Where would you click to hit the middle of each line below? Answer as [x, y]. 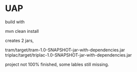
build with [15, 22]
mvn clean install [22, 31]
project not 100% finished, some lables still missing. [57, 64]
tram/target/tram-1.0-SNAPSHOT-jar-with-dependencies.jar [65, 50]
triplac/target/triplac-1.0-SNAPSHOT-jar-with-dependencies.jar [68, 55]
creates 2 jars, [20, 40]
